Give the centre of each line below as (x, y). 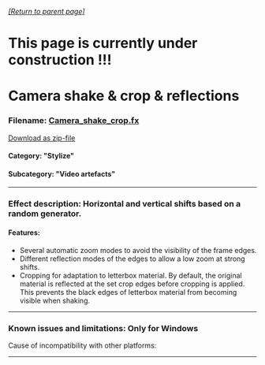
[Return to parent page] (47, 11)
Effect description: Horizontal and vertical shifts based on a (125, 204)
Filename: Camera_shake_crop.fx (74, 121)
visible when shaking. (55, 300)
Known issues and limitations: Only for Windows (103, 328)
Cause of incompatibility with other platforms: (82, 345)
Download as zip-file (42, 138)
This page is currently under (103, 43)
